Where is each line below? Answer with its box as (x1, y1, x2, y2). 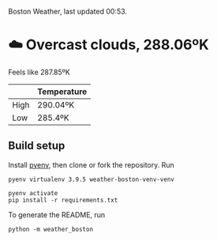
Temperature (37, 86, 88, 97)
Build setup (8, 139, 65, 153)
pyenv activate (8, 189, 58, 197)
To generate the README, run (8, 209, 106, 220)
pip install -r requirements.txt (8, 196, 118, 204)
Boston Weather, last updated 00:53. (8, 7, 128, 16)
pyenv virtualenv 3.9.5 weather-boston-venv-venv (8, 175, 175, 183)
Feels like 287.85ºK (8, 67, 71, 77)
